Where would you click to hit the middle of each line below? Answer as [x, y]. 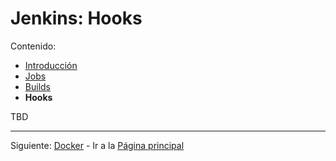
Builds [37, 86]
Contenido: [33, 46]
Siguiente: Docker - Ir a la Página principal [97, 145]
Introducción [51, 65]
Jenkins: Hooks [76, 18]
